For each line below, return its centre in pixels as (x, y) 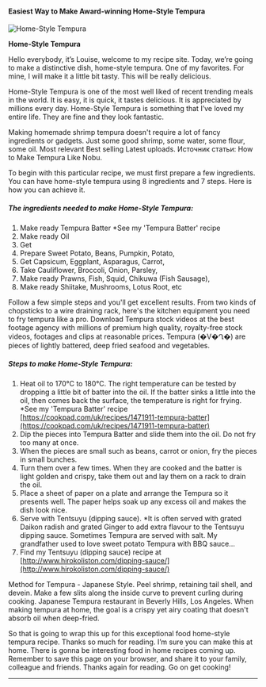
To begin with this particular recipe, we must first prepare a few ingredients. (132, 173)
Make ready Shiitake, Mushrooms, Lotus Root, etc (101, 287)
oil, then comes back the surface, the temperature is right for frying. (131, 401)
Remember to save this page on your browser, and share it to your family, (127, 659)
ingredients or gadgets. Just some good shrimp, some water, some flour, (127, 141)
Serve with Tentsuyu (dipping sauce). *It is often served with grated (131, 519)
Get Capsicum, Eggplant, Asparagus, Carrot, (92, 262)
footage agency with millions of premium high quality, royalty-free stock (125, 328)
